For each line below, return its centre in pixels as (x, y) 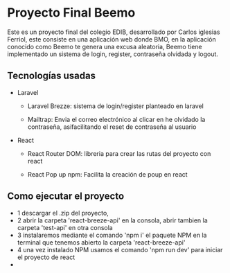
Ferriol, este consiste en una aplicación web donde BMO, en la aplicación (112, 39)
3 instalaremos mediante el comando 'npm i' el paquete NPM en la (112, 235)
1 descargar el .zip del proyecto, (63, 213)
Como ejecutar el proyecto (66, 196)
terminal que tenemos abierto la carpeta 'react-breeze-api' (101, 242)
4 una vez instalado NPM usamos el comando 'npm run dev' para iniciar (120, 249)
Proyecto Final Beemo (71, 13)
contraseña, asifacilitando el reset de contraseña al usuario (112, 127)
